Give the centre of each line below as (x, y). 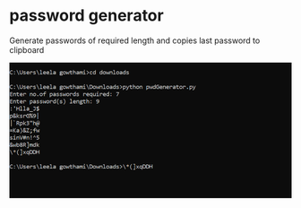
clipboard (27, 49)
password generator (86, 16)
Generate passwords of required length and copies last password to (135, 40)
